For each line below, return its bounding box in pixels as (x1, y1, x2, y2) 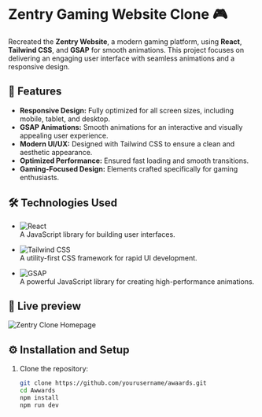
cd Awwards (19, 386, 56, 395)
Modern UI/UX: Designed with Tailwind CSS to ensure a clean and (19, 138, 235, 149)
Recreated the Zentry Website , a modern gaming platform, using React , (8, 36, 242, 46)
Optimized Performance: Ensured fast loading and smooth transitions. (19, 156, 249, 165)
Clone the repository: (19, 364, 89, 374)
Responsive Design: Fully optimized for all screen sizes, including (19, 105, 234, 115)
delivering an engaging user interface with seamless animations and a (8, 54, 235, 63)
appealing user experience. (19, 131, 109, 140)
